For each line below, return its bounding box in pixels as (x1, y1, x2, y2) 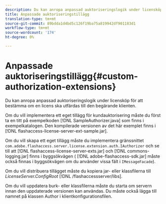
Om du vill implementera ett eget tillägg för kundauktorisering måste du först (5, 112, 161, 118)
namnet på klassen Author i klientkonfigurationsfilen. (5, 193, 113, 199)
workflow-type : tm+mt (5, 26, 50, 31)
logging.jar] (5, 153, 29, 159)
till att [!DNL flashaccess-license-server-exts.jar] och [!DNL (5, 148, 126, 154)
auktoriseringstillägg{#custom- (5, 71, 138, 82)
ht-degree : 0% (5, 35, 35, 40)
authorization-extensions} (5, 81, 117, 93)
